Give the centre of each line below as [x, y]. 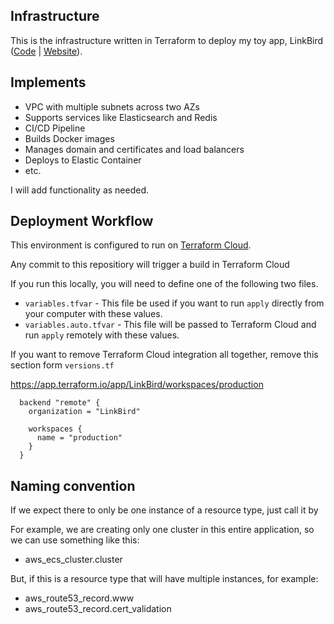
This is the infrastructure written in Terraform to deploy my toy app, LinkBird [167, 40]
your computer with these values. [93, 314]
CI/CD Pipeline [55, 128]
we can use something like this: [75, 540]
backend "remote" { [60, 403]
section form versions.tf [62, 365]
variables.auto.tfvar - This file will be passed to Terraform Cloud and [170, 325]
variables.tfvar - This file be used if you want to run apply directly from [174, 303]
